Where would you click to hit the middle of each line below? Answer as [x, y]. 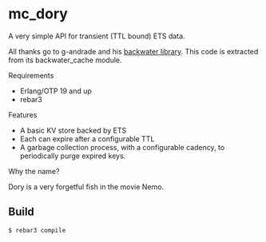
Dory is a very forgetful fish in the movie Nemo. [86, 186]
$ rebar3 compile [37, 230]
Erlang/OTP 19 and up [56, 91]
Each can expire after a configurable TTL [87, 139]
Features [23, 115]
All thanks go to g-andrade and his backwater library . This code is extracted [133, 51]
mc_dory [38, 14]
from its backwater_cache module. [65, 60]
